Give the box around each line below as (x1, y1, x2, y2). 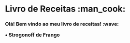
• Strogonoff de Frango (5, 31, 60, 38)
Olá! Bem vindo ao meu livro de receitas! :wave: (5, 21, 119, 28)
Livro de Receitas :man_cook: (5, 3, 126, 14)
